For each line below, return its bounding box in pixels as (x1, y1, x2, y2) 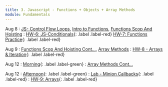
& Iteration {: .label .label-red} (5, 51, 65, 57)
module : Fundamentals (5, 12, 50, 17)
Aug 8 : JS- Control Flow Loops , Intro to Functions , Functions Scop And (5, 25, 152, 31)
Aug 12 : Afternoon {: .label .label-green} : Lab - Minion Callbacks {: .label (5, 70, 154, 76)
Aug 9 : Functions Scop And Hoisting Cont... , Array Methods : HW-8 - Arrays (5, 46, 163, 52)
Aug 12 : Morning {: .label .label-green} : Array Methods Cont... (5, 61, 133, 67)
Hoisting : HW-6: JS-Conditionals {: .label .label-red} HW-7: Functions (5, 31, 147, 37)
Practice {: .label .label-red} (5, 36, 61, 42)
